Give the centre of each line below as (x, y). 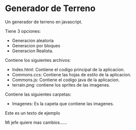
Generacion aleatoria (33, 40)
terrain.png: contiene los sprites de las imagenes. (61, 85)
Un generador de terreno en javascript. (44, 22)
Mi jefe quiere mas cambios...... (36, 122)
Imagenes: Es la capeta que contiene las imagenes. (63, 103)
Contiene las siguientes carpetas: (38, 94)
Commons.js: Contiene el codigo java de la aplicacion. (66, 80)
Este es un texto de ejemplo (33, 113)
